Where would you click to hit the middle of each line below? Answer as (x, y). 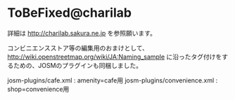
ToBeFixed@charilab (70, 13)
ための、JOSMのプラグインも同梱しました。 (78, 65)
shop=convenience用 (38, 89)
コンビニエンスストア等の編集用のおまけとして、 (78, 48)
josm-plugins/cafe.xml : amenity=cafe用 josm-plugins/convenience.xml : (113, 80)
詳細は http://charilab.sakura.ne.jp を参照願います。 (82, 33)
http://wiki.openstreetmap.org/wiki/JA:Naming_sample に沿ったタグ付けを (115, 57)
